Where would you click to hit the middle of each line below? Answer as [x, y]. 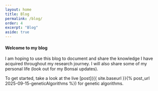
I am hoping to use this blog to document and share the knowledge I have [79, 58]
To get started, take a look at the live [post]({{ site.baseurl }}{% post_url [78, 78]
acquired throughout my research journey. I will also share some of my [76, 64]
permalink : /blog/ [24, 18]
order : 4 [14, 23]
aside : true [17, 32]
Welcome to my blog [26, 48]
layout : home [18, 9]
